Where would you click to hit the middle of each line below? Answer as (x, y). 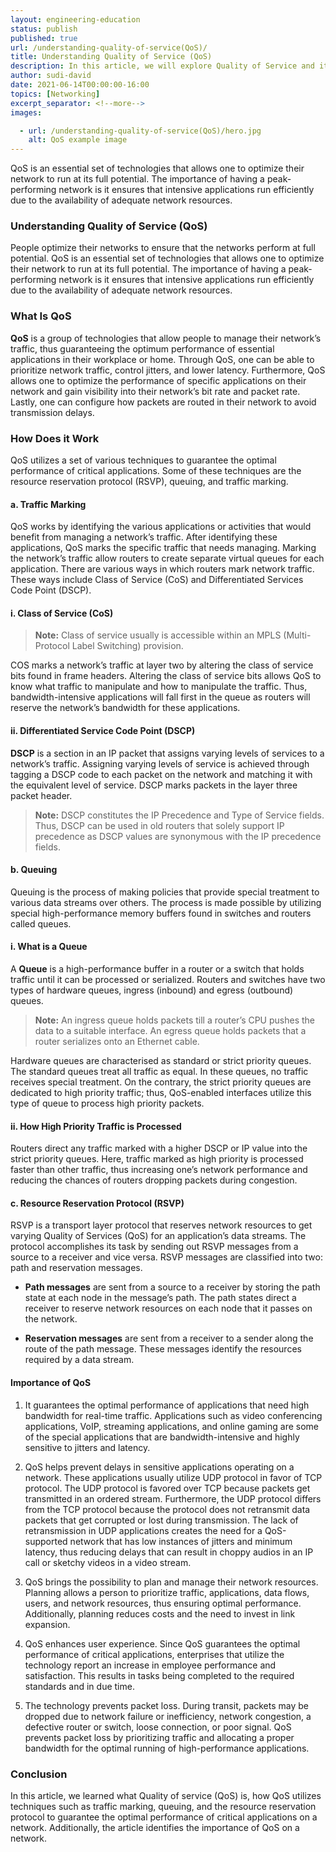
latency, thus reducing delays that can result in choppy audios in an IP (169, 1552)
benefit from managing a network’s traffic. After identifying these (144, 537)
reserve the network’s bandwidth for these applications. (125, 708)
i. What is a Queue (49, 947)
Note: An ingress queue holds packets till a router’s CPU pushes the (175, 1020)
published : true (44, 38)
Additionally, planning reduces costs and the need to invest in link (160, 1613)
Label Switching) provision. (127, 646)
